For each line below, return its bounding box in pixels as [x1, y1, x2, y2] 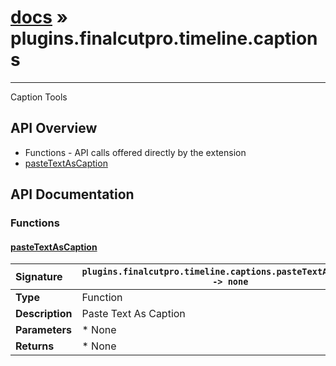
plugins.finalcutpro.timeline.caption [10, 27, 318, 50]
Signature [15, 270, 63, 284]
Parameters [15, 323, 72, 337]
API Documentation [10, 186, 135, 203]
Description [15, 307, 73, 321]
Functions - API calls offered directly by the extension [24, 146, 247, 158]
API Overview [10, 120, 98, 137]
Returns [15, 339, 55, 353]
